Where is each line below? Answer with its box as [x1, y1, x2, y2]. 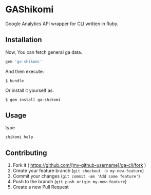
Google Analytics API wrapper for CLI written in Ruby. [5, 21, 119, 27]
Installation [5, 35, 42, 44]
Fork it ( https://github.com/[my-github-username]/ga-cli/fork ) [12, 162, 146, 168]
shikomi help [5, 134, 33, 140]
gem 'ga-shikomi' [5, 59, 43, 64]
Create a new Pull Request [12, 184, 69, 190]
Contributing [5, 148, 47, 157]
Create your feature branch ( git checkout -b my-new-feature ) [12, 168, 144, 174]
